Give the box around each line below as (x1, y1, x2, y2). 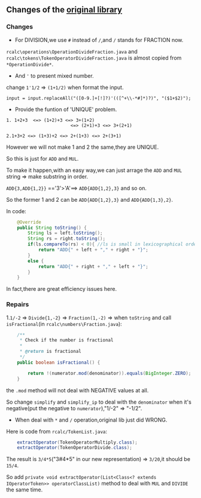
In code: (6, 207, 27, 214)
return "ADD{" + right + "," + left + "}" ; (38, 263, 148, 269)
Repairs (6, 300, 29, 309)
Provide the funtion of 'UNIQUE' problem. (14, 106, 117, 113)
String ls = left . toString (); (28, 230, 103, 236)
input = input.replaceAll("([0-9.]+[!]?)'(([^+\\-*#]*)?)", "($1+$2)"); (6, 95, 191, 101)
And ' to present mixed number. (14, 72, 94, 79)
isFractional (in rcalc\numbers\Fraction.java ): (6, 320, 123, 327)
